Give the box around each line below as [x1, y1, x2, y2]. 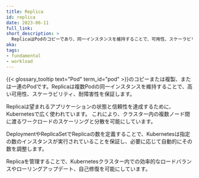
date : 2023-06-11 [6, 20, 49, 26]
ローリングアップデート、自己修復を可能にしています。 [16, 165, 151, 172]
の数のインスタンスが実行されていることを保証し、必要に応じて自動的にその [6, 138, 192, 145]
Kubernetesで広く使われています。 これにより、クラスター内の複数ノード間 [6, 110, 191, 117]
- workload [6, 58, 33, 64]
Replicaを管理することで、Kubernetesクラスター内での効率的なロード [6, 158, 176, 165]
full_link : [6, 25, 33, 31]
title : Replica [6, 8, 44, 15]
